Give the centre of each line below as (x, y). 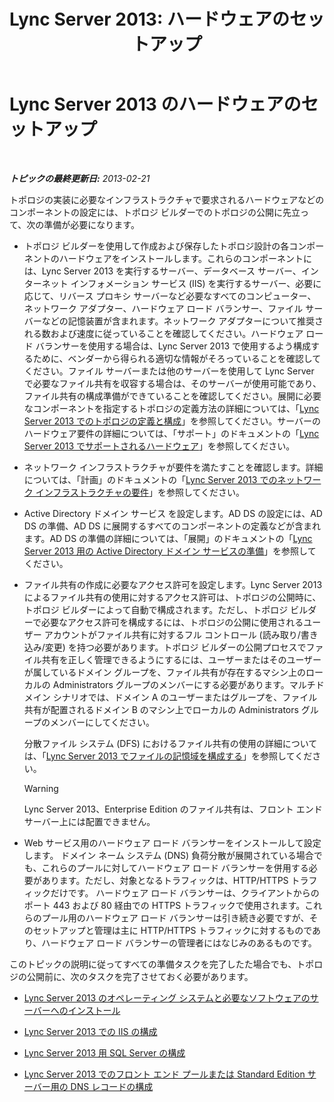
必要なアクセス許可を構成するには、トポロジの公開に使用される (172, 622)
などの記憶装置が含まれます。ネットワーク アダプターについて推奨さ (182, 321)
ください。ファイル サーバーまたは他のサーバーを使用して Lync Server (169, 371)
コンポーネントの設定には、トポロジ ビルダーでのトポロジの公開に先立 (155, 212)
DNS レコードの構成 (112, 1086)
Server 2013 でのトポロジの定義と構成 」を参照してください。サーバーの (172, 421)
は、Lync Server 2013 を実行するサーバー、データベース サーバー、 (162, 271)
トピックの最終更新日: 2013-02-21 (80, 178)
